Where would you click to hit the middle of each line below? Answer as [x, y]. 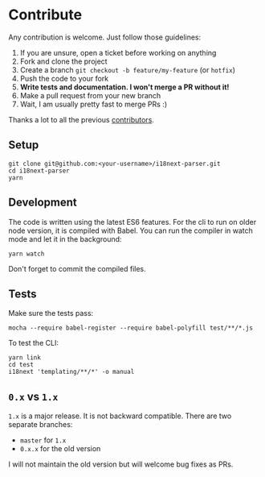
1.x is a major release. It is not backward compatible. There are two [120, 416]
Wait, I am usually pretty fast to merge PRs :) [93, 104]
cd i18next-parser [39, 171]
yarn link [25, 358]
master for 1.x [43, 440]
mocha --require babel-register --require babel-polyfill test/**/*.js [130, 328]
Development [43, 203]
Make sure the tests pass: [51, 313]
